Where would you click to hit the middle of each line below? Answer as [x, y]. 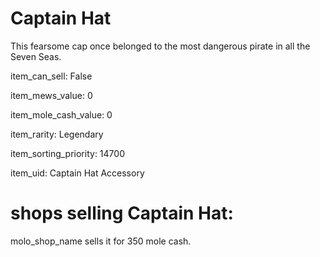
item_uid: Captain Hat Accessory [77, 173]
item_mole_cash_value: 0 [61, 114]
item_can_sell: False [51, 76]
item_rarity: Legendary [57, 134]
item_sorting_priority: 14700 [67, 153]
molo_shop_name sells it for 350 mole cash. [101, 241]
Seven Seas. [36, 56]
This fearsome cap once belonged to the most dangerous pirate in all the [160, 46]
